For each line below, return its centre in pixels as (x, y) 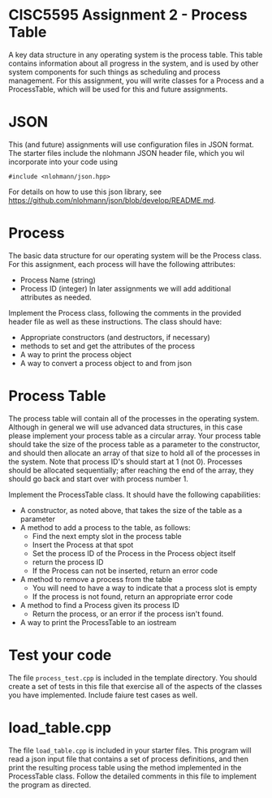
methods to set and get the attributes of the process (108, 346)
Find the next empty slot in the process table (107, 536)
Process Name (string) (58, 280)
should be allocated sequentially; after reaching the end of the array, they (131, 470)
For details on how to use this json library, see (85, 192)
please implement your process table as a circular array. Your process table (135, 435)
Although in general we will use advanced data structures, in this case (126, 427)
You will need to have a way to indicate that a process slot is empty (145, 588)
